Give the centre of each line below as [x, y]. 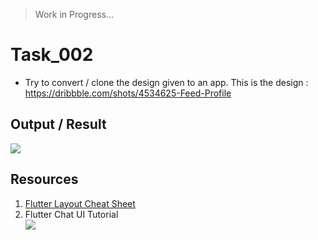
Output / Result [58, 124]
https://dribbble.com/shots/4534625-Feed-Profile [128, 93]
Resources [44, 179]
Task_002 [52, 55]
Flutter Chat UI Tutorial [71, 214]
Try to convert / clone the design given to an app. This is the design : [166, 82]
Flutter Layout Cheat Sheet [80, 203]
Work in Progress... [74, 14]
